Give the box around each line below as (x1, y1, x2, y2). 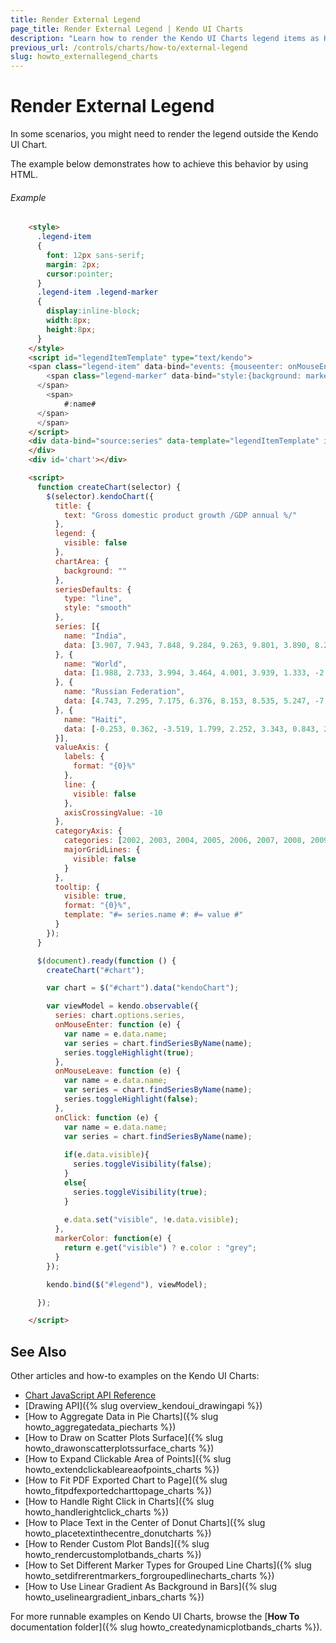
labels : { (63, 752, 105, 762)
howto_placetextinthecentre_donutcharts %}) (24, 1527, 212, 1540)
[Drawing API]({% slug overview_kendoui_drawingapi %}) (24, 1400, 263, 1412)
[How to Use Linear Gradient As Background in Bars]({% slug (24, 1581, 278, 1593)
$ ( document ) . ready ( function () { (36, 956, 177, 966)
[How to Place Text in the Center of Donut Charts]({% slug (24, 1517, 266, 1529)
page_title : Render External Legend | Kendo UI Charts (10, 24, 244, 34)
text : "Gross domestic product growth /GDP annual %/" (63, 510, 298, 520)
